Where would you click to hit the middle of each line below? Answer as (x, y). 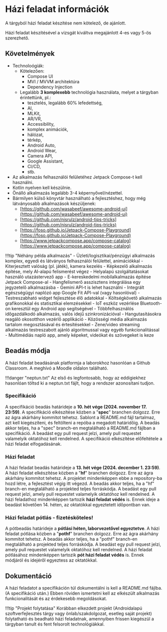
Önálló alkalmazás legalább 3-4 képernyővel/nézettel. (68, 193)
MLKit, (34, 113)
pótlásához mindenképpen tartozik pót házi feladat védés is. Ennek (75, 555)
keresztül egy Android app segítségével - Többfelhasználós (73, 308)
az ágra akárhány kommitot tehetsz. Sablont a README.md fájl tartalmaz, (80, 417)
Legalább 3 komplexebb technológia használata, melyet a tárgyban (89, 92)
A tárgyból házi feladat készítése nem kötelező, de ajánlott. (66, 23)
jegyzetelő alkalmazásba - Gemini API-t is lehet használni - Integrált (75, 287)
